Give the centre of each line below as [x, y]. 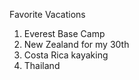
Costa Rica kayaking [66, 55]
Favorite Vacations [47, 14]
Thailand [42, 65]
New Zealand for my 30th [76, 44]
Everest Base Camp [64, 33]
